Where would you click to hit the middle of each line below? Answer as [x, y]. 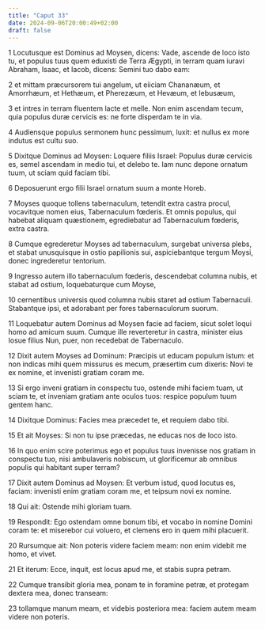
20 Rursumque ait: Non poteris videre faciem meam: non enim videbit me [127, 546]
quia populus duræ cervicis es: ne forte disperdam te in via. [105, 117]
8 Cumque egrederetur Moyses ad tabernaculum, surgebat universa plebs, [130, 244]
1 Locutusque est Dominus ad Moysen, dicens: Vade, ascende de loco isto [129, 53]
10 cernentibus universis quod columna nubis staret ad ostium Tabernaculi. [131, 300]
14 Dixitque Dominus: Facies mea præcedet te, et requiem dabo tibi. [119, 420]
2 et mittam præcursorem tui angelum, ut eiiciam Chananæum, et [114, 85]
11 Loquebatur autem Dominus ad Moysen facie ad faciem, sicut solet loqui [130, 324]
